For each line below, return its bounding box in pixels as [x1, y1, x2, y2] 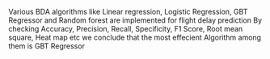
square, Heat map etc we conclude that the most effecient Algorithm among [8, 32, 261, 42]
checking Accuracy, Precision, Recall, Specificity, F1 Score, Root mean [8, 24, 243, 33]
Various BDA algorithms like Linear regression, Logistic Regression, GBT [8, 7, 248, 16]
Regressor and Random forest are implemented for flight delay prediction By [8, 15, 263, 25]
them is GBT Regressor [8, 41, 85, 51]
